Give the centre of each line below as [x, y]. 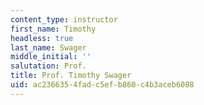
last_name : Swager [48, 47]
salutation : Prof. [48, 66]
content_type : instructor [64, 19]
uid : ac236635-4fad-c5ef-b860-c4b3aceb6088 [102, 85]
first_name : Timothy [53, 29]
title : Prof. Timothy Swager [71, 76]
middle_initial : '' [51, 57]
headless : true [42, 38]
